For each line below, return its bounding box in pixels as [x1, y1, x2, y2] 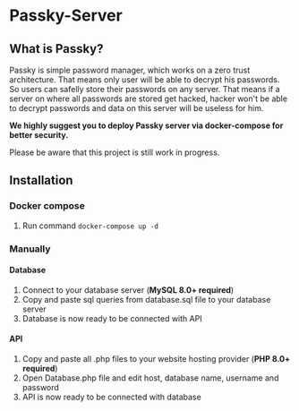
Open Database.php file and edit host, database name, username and [21, 372, 279, 383]
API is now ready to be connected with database [21, 391, 201, 403]
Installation [9, 173, 73, 188]
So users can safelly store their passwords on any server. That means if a [9, 84, 280, 94]
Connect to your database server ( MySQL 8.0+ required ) [21, 284, 235, 295]
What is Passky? [9, 41, 104, 56]
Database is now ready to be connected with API [21, 313, 203, 323]
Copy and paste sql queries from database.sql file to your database [21, 294, 271, 304]
